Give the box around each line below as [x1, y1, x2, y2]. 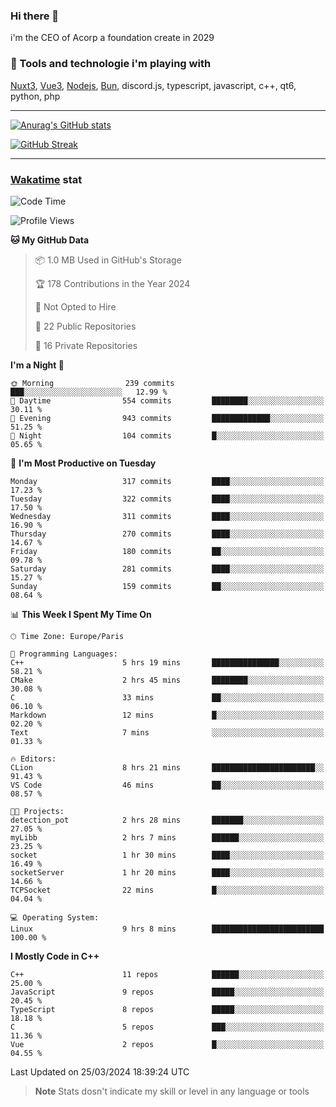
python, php [10, 90, 61, 102]
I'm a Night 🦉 [10, 359, 65, 371]
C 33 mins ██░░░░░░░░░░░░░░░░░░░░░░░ [10, 692, 325, 703]
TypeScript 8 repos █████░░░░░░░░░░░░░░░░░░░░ [10, 1004, 325, 1014]
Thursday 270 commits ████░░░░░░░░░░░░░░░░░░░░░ [10, 529, 325, 539]
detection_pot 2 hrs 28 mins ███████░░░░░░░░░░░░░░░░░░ [10, 815, 325, 825]
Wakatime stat [10, 172, 83, 186]
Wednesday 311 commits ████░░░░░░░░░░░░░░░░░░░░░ [10, 511, 325, 521]
